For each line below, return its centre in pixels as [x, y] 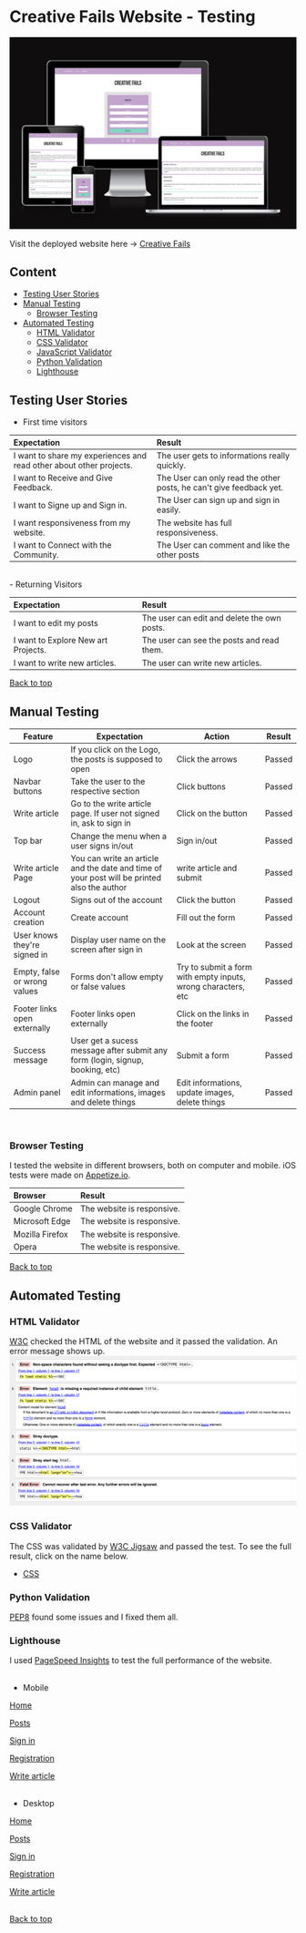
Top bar [28, 841]
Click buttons [201, 787]
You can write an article [115, 858]
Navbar [27, 782]
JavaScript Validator [74, 352]
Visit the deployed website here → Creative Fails [100, 243]
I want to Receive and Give [63, 478]
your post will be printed [116, 878]
